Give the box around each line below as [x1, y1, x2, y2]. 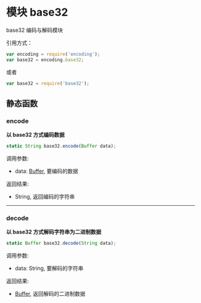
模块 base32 [6, 5, 68, 19]
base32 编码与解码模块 [6, 26, 63, 34]
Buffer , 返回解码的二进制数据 [14, 290, 86, 298]
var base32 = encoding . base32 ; [6, 56, 84, 63]
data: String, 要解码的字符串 [14, 265, 84, 272]
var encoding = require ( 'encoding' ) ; [6, 51, 100, 57]
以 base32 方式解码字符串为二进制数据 [6, 229, 102, 236]
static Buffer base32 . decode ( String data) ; [6, 241, 117, 247]
